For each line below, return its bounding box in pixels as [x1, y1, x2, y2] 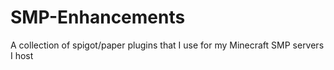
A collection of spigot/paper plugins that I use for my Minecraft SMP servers [10, 39, 325, 51]
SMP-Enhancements [10, 6, 186, 29]
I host [10, 49, 34, 61]
